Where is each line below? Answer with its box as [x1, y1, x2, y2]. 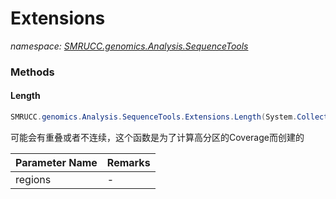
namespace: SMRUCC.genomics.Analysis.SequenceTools [10, 40, 249, 52]
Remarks [106, 155, 151, 169]
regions [15, 172, 52, 186]
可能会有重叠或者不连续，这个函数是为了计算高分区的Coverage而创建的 [10, 131, 305, 143]
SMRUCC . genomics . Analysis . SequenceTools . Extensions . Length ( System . [10, 112, 298, 122]
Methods [10, 65, 55, 79]
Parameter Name [15, 155, 98, 169]
